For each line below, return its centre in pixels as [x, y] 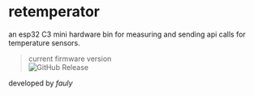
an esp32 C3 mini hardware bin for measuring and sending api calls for [127, 34]
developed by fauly [41, 83]
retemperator [54, 12]
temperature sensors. [45, 42]
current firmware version [70, 59]
